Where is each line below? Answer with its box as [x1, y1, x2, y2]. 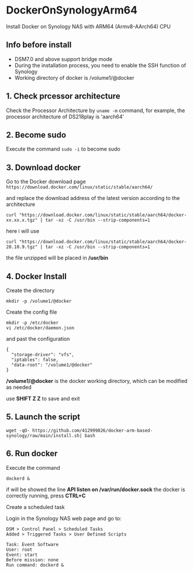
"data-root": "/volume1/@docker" [11, 362, 93, 368]
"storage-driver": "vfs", [11, 352, 75, 358]
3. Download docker [6, 162, 81, 172]
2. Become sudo [6, 130, 66, 140]
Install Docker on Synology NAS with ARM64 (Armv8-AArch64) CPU [6, 23, 171, 30]
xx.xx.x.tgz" [6, 218, 38, 223]
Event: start [6, 552, 38, 558]
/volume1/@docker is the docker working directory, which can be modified [6, 378, 188, 384]
